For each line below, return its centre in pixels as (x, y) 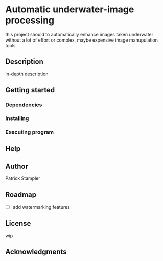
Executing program (30, 132)
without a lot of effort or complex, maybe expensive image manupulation (82, 40)
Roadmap (21, 195)
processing (30, 20)
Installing (17, 118)
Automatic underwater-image (70, 9)
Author (17, 166)
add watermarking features (41, 207)
